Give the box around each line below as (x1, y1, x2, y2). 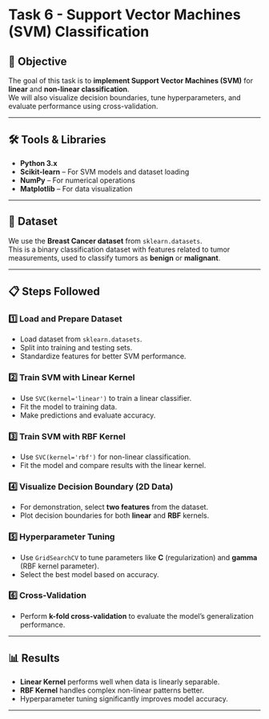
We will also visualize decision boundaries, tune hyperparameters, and (8, 93, 242, 102)
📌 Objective (8, 55, 67, 68)
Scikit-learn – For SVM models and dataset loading (19, 167, 190, 176)
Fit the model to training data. (19, 402, 118, 411)
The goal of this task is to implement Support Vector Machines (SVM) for (8, 76, 254, 85)
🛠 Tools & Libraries (8, 133, 106, 147)
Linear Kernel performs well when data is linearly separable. (19, 677, 220, 686)
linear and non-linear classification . (8, 84, 130, 94)
